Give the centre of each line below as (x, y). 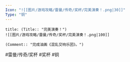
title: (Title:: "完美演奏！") (36, 29)
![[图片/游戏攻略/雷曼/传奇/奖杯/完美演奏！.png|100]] (57, 35)
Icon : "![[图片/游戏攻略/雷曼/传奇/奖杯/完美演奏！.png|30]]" (66, 10)
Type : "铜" (16, 15)
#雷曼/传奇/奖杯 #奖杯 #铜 (32, 54)
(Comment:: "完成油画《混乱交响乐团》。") (45, 44)
